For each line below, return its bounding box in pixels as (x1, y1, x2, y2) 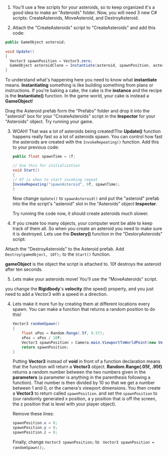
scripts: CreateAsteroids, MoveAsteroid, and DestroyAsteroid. (12, 15, 139, 21)
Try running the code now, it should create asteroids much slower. (12, 210, 149, 216)
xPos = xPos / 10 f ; (21, 335, 62, 340)
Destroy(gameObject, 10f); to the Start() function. (5, 251, 111, 258)
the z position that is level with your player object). (12, 401, 116, 407)
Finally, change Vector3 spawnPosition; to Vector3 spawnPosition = (12, 439, 154, 445)
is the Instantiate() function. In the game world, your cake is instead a (5, 93, 149, 99)
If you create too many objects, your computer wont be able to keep (12, 220, 152, 226)
